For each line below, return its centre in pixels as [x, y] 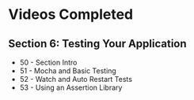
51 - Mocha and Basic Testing [68, 71]
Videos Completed [70, 15]
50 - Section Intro [48, 62]
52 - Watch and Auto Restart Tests [76, 79]
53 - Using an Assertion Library [71, 87]
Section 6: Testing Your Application [98, 44]
